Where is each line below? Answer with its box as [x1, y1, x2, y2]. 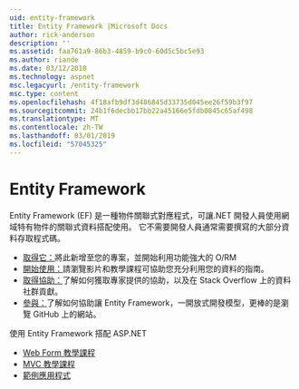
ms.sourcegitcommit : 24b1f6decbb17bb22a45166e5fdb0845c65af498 [9, 106, 254, 115]
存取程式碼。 [16, 232, 65, 243]
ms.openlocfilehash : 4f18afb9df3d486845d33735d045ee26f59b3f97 [9, 97, 254, 107]
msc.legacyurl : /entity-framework [9, 81, 140, 90]
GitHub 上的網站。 [33, 308, 101, 319]
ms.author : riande [9, 55, 79, 64]
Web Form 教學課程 [22, 346, 96, 358]
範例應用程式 [22, 369, 71, 381]
